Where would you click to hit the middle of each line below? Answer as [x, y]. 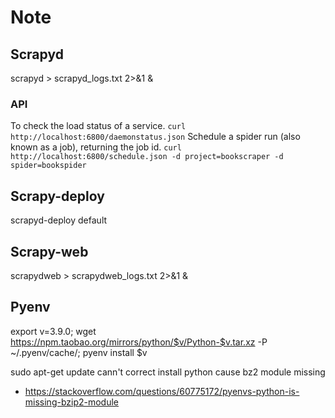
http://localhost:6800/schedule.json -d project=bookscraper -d [147, 157]
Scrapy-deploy [57, 196]
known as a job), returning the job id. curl [96, 147]
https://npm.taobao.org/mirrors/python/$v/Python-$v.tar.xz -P [139, 342]
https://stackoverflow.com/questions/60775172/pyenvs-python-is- [162, 391]
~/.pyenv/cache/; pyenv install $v [79, 352]
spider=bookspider [48, 166]
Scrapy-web [49, 251]
